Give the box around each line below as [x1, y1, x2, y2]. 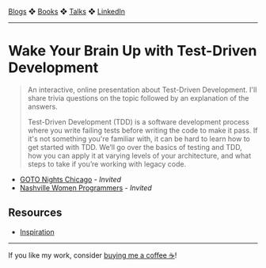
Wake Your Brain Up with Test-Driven [8, 42, 257, 60]
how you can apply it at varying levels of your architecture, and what [27, 151, 252, 160]
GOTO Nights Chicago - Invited [19, 174, 121, 184]
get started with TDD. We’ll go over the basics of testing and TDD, [27, 142, 243, 151]
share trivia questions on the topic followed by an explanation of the [27, 93, 249, 102]
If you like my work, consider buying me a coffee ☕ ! [8, 250, 177, 260]
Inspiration [19, 227, 55, 236]
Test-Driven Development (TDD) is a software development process [27, 117, 249, 126]
